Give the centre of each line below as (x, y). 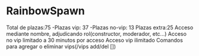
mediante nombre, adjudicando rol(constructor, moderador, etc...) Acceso (97, 33)
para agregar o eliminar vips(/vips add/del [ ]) (61, 46)
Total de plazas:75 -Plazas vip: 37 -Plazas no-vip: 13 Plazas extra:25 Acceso (100, 27)
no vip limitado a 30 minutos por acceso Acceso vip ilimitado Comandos (94, 40)
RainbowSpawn (45, 11)
